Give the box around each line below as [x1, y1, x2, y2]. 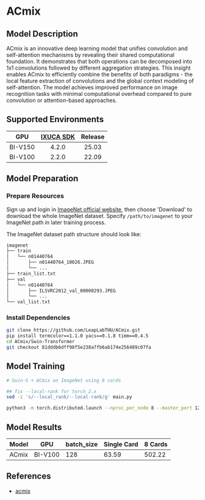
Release [81, 132, 105, 141]
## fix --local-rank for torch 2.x [6, 388, 97, 394]
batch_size [65, 440, 98, 449]
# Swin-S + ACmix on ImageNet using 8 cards [6, 377, 121, 383]
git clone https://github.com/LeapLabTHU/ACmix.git [6, 327, 140, 333]
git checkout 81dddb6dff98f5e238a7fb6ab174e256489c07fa [6, 344, 151, 350]
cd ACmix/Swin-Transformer [6, 339, 75, 345]
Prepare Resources [6, 192, 64, 200]
